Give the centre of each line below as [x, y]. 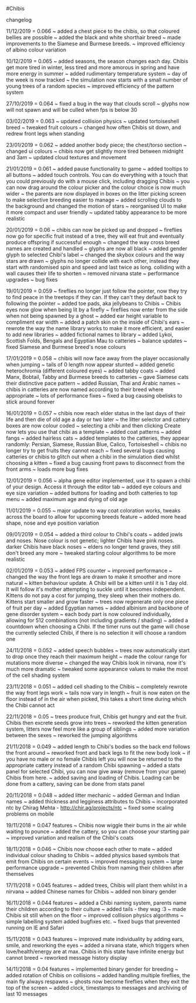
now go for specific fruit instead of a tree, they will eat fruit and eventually [95, 236]
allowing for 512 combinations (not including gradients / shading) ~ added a [97, 620]
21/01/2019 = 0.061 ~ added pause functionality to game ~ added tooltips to [97, 169]
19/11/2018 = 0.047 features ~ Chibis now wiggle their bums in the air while [96, 825]
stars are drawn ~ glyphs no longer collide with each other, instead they [93, 261]
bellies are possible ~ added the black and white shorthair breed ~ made [94, 37]
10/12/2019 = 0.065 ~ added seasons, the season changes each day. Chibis [97, 61]
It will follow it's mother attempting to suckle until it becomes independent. [96, 589]
